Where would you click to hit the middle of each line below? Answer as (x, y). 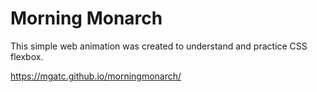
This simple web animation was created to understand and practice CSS (159, 46)
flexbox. (27, 56)
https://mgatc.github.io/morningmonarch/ (96, 76)
